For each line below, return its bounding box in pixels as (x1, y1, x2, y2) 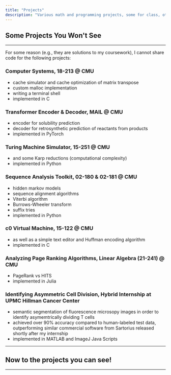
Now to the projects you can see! (5, 356, 112, 364)
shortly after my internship (12, 331, 69, 337)
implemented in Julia (12, 278, 56, 284)
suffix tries (12, 206, 36, 213)
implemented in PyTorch (12, 131, 64, 137)
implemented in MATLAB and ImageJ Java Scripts (12, 336, 118, 342)
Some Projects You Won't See (5, 31, 102, 40)
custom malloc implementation (12, 85, 77, 91)
